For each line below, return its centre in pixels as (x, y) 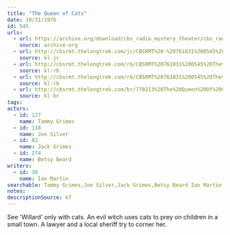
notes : (16, 191)
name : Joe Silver (44, 134)
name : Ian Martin (44, 178)
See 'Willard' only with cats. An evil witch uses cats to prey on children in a (113, 217)
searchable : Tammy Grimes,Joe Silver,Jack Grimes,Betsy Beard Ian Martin (115, 185)
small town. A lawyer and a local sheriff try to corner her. (87, 224)
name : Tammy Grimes (47, 121)
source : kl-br (39, 96)
